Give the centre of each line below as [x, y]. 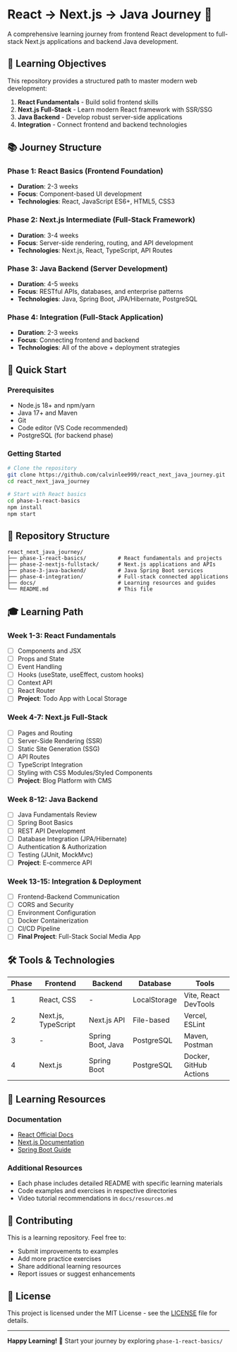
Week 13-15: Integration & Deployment [74, 881]
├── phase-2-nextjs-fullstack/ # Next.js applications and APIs [112, 564]
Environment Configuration [57, 913]
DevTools [199, 1004]
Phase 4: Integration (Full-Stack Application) [85, 317]
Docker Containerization [53, 920]
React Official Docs [45, 1135]
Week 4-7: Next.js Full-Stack [57, 718]
